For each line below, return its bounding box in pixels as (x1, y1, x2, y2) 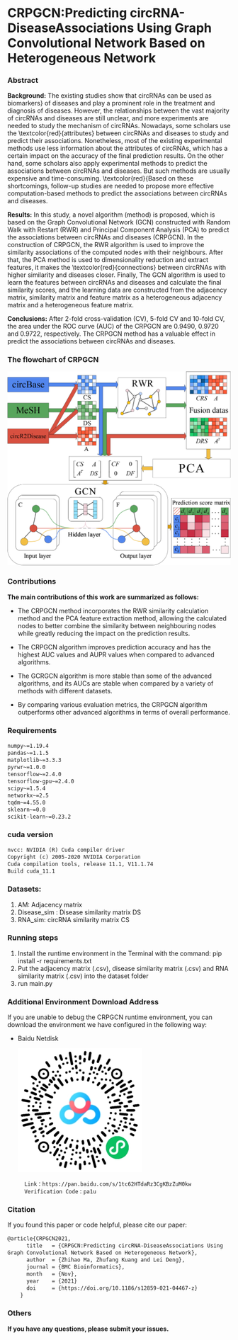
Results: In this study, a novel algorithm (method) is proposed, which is (7, 210, 215, 219)
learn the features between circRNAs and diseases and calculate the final (7, 278, 222, 287)
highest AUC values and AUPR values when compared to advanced (17, 650, 215, 659)
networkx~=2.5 (7, 792, 50, 799)
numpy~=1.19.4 (7, 742, 50, 749)
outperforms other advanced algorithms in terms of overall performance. (17, 708, 230, 716)
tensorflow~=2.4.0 (7, 771, 62, 778)
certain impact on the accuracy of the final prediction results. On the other (7, 152, 225, 160)
